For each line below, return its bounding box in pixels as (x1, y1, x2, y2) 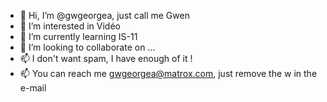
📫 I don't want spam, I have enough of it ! (19, 53, 193, 64)
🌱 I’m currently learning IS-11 (19, 31, 138, 42)
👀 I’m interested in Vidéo (19, 20, 121, 32)
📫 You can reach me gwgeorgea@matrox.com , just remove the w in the (19, 68, 318, 79)
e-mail (19, 82, 47, 94)
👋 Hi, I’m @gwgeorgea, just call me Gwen (19, 10, 190, 21)
